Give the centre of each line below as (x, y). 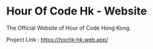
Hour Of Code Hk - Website (77, 11)
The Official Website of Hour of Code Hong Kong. (69, 28)
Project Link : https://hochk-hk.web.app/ (57, 39)
